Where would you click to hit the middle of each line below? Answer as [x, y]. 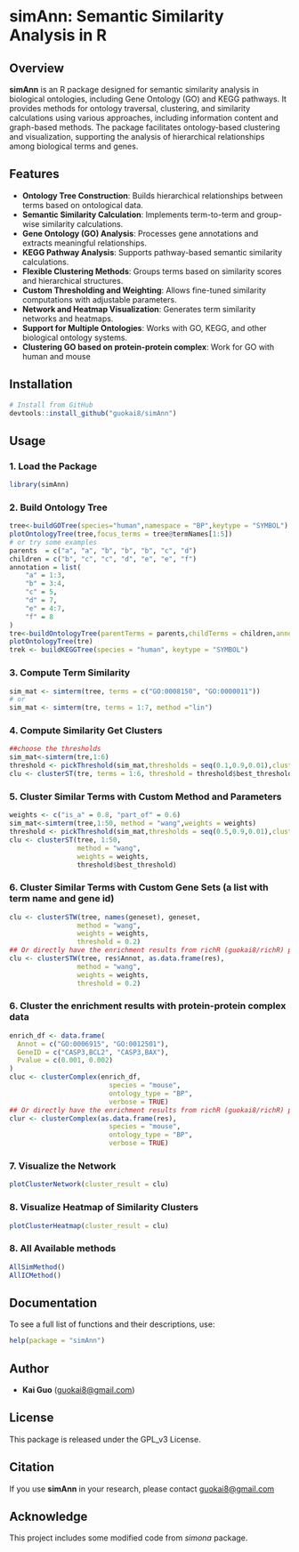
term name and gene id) [62, 899]
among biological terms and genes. [74, 146]
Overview [37, 68]
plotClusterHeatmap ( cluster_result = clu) [89, 1225]
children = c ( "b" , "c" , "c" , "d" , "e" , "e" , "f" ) [103, 559]
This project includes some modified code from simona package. [129, 1538]
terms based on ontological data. [83, 205]
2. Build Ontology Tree [59, 507]
